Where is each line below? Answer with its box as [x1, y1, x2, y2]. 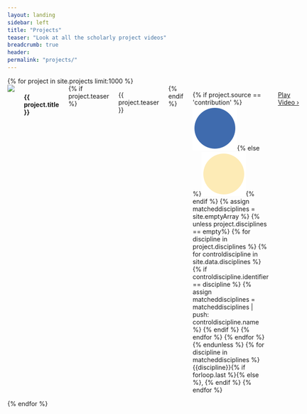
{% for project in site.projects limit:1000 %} [7, 77, 134, 85]
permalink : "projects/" [7, 57, 78, 64]
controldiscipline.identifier [192, 272, 269, 280]
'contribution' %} [192, 98, 243, 107]
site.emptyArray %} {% [192, 212, 261, 220]
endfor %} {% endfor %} [192, 332, 265, 341]
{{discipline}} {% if [192, 363, 246, 371]
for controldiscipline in [192, 249, 258, 258]
